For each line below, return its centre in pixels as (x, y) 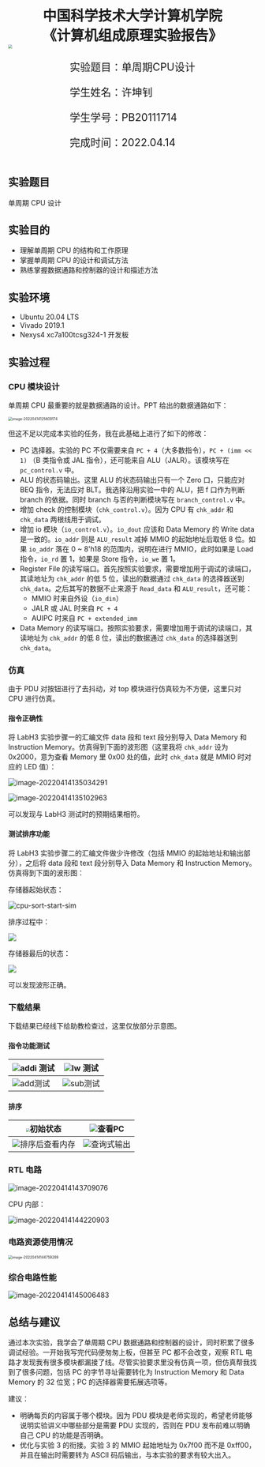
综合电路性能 (33, 1277)
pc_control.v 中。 (49, 470)
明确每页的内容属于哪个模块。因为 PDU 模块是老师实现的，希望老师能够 (136, 1416)
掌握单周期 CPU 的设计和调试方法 (74, 260)
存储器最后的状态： (39, 953)
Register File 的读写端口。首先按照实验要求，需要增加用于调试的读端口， (138, 568)
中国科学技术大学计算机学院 (132, 15)
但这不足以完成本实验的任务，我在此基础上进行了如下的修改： (108, 433)
